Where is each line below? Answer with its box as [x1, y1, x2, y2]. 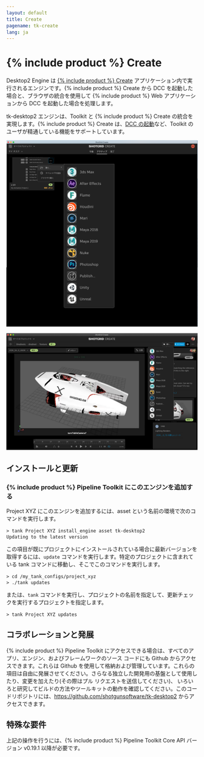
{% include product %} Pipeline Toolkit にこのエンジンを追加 [6, 483, 187, 492]
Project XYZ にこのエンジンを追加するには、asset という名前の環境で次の [6, 507, 191, 514]
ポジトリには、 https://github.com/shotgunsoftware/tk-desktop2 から [16, 692, 189, 700]
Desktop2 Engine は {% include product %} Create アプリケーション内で [6, 77, 188, 85]
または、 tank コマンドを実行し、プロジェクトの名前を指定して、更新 [6, 591, 178, 598]
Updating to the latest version [6, 534, 88, 540]
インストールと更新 [6, 463, 78, 474]
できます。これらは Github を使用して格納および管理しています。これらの [11, 662, 195, 669]
